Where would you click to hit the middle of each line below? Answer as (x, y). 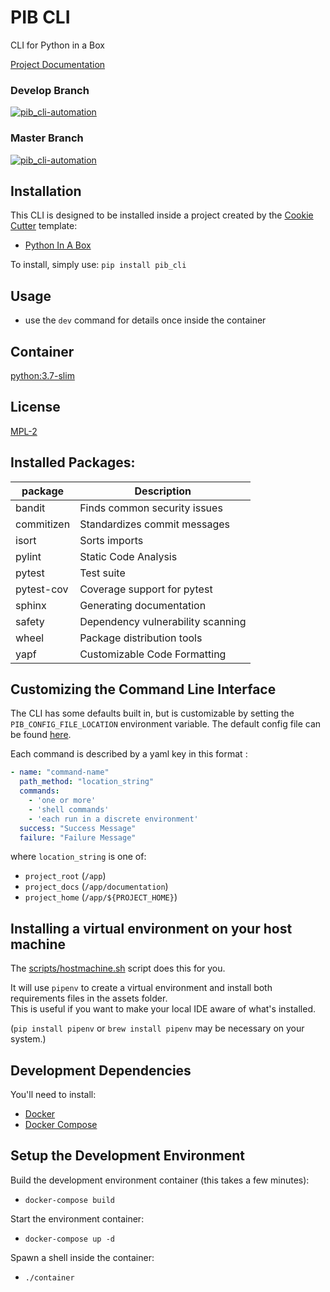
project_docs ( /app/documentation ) (96, 887)
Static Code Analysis (128, 556)
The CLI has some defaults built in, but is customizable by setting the (152, 713)
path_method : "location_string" (87, 782)
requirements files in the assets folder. (89, 998)
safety (30, 621)
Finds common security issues (151, 508)
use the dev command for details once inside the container (145, 320)
